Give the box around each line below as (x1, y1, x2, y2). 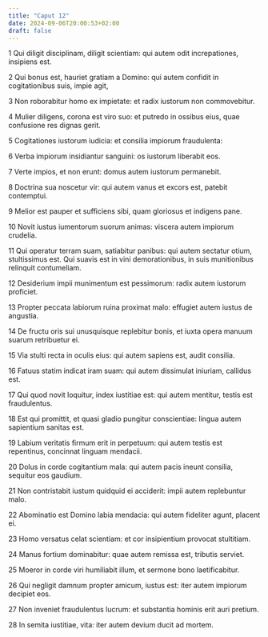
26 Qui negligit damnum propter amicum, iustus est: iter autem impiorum (8, 581, 247, 591)
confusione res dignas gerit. (8, 121, 102, 130)
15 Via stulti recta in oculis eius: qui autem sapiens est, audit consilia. (8, 351, 235, 360)
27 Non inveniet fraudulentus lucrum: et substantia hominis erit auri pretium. (8, 605, 259, 615)
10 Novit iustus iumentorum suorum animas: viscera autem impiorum (8, 222, 234, 232)
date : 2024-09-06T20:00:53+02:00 (8, 19, 120, 27)
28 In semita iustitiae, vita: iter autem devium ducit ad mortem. (8, 620, 214, 630)
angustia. (8, 311, 39, 321)
